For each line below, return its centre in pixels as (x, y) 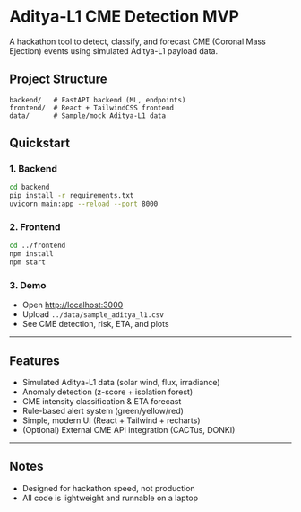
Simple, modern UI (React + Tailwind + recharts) (111, 420)
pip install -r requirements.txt (72, 196)
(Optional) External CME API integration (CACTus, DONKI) (129, 430)
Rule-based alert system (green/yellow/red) (103, 411)
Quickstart (40, 143)
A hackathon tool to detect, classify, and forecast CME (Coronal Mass (138, 41)
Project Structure (58, 79)
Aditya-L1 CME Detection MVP (125, 17)
